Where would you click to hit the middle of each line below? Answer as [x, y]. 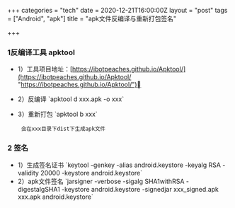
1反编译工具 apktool [41, 52]
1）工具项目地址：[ [45, 69]
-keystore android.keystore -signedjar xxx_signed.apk [140, 189]
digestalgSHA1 [39, 189]
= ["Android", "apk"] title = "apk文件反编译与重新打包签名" [92, 18]
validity [28, 173]
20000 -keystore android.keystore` [91, 173]
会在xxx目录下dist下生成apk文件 [63, 129]
